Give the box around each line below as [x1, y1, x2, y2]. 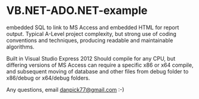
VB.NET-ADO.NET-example [6, 4, 148, 18]
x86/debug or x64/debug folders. [6, 74, 90, 81]
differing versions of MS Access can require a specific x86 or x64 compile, [6, 61, 194, 69]
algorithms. [6, 43, 35, 50]
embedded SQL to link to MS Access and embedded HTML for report [6, 24, 180, 31]
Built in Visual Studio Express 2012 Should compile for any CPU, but [6, 55, 176, 62]
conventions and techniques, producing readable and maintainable [6, 36, 174, 44]
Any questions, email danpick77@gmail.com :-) [6, 86, 124, 93]
